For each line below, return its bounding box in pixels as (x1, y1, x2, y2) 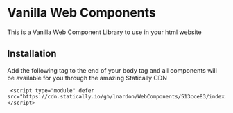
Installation (7, 48, 57, 60)
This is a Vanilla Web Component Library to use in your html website (7, 28, 202, 36)
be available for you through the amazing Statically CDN (7, 73, 168, 82)
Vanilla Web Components (7, 5, 156, 21)
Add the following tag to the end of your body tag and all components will (7, 66, 217, 74)
